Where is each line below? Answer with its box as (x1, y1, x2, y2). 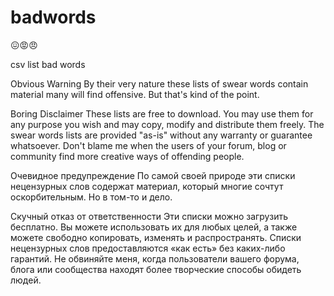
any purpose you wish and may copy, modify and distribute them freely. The (10, 118, 325, 130)
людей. (10, 274, 42, 286)
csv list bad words (10, 58, 86, 70)
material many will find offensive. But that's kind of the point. (10, 88, 260, 100)
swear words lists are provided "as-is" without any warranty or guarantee (10, 129, 313, 141)
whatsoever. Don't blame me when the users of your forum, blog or (10, 139, 287, 151)
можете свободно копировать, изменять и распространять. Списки (10, 231, 302, 243)
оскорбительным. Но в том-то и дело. (10, 191, 173, 203)
